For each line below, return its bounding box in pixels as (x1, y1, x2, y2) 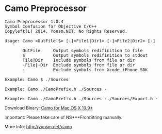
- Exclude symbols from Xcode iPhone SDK (22, 67, 148, 72)
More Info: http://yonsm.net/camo (4, 123, 72, 129)
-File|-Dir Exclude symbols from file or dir (22, 62, 135, 67)
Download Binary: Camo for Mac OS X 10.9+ (4, 105, 93, 111)
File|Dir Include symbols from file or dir (22, 57, 135, 63)
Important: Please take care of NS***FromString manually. (4, 114, 123, 120)
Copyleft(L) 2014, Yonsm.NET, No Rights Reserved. (4, 28, 128, 34)
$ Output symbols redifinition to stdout (22, 53, 148, 58)
